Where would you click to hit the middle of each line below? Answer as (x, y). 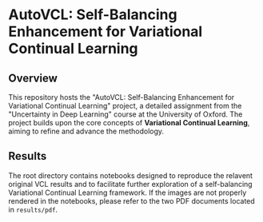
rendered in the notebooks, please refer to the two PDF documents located (132, 200)
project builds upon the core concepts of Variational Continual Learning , (129, 123)
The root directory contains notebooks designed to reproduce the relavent (131, 175)
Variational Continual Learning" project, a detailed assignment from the (125, 106)
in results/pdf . (33, 209)
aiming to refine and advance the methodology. (86, 131)
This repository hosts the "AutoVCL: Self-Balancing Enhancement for (122, 97)
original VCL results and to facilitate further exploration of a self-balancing (131, 184)
